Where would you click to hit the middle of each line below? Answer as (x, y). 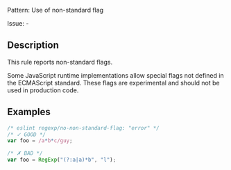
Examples (29, 112)
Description (33, 45)
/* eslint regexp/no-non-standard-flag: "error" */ (83, 128)
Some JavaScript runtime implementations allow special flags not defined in (115, 75)
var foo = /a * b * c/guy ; (40, 141)
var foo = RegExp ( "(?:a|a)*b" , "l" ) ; (62, 160)
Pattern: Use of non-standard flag (55, 10)
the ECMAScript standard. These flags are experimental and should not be (113, 83)
